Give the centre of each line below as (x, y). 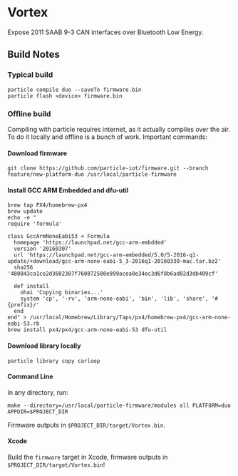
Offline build (29, 113)
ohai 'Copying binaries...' (62, 293)
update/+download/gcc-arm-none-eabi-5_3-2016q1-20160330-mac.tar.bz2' (114, 262)
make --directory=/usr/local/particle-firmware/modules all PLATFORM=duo (119, 405)
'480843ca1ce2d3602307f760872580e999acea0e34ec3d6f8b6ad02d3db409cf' (113, 274)
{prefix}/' (24, 305)
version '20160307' (43, 249)
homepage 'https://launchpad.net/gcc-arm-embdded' (90, 243)
